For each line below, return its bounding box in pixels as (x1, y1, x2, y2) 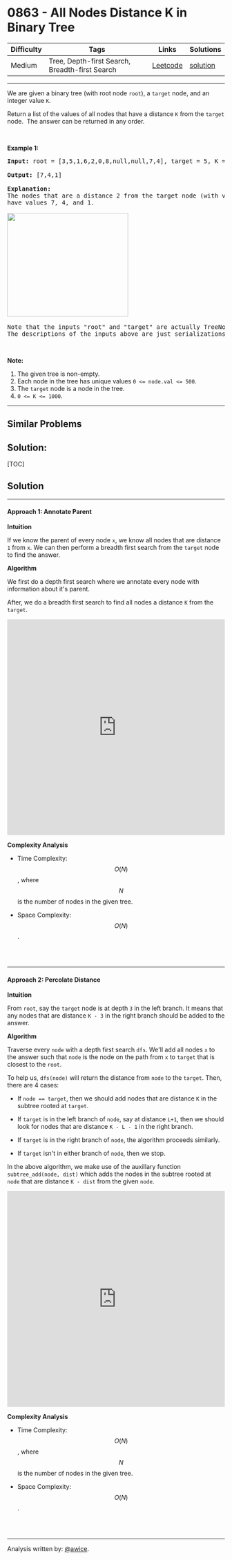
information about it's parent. (7, 585, 90, 593)
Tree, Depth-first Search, (48, 56, 131, 66)
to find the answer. (7, 551, 61, 559)
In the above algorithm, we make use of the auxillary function (7, 1163, 181, 1171)
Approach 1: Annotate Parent (7, 507, 92, 515)
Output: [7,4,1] (7, 171, 62, 179)
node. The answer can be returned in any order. (7, 117, 145, 125)
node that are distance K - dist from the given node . (7, 1177, 155, 1186)
